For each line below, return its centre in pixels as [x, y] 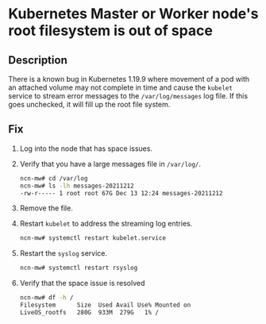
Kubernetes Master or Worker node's [133, 14]
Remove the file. [46, 208]
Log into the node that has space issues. [86, 148]
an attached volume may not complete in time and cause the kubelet [120, 87]
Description [38, 60]
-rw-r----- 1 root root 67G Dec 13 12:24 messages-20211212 [121, 193]
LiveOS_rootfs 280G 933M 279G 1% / [89, 312]
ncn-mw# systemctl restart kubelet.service [93, 238]
